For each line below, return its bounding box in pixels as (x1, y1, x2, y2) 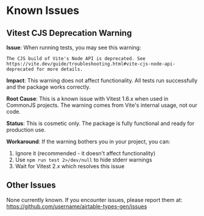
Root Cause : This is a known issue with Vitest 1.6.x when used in (6, 95, 169, 102)
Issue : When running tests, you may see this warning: (6, 44, 141, 51)
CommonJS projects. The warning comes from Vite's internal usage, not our (6, 101, 198, 109)
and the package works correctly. (6, 83, 91, 90)
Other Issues (6, 180, 56, 191)
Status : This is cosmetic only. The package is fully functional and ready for (6, 120, 195, 127)
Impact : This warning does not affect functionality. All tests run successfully (6, 77, 198, 84)
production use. (6, 126, 46, 133)
